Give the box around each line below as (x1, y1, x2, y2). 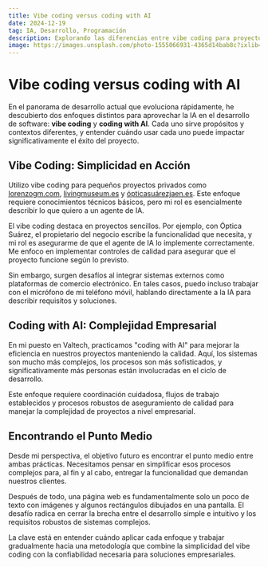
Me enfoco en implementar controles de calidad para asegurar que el (8, 246, 236, 256)
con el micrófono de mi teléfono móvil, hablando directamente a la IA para (8, 287, 251, 297)
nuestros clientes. (8, 476, 67, 486)
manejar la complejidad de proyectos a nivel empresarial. (8, 406, 196, 415)
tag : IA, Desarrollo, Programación (8, 26, 127, 34)
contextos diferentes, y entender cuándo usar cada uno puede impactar (8, 128, 245, 137)
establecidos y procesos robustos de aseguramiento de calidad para (8, 398, 234, 408)
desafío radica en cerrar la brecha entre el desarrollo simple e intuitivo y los (8, 508, 257, 518)
